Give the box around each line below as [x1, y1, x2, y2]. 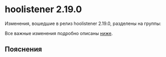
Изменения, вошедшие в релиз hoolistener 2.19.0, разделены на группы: [5, 20, 161, 26]
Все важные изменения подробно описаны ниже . [5, 30, 113, 36]
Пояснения [5, 45, 42, 54]
